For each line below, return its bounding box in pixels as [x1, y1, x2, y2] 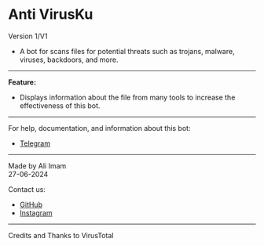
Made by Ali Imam [8, 161, 67, 170]
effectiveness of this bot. [19, 100, 101, 110]
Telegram [19, 139, 51, 148]
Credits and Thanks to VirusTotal [8, 230, 114, 240]
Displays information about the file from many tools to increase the [19, 92, 236, 102]
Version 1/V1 [8, 31, 48, 41]
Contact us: [8, 184, 46, 194]
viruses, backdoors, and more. [19, 55, 119, 64]
